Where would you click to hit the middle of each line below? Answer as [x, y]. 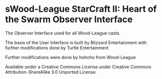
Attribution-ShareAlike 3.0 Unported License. [51, 72]
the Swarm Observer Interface [69, 19]
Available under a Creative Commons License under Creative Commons [78, 67]
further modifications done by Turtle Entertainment [57, 48]
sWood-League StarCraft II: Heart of [81, 9]
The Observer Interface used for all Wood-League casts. [63, 33]
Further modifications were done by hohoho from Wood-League [71, 57]
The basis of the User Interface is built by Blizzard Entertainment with [76, 42]
